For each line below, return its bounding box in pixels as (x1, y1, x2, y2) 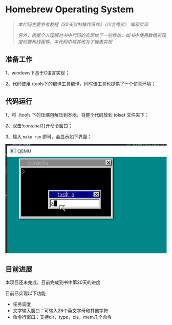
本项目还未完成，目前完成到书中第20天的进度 (5, 279, 101, 285)
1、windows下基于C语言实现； (5, 69, 70, 75)
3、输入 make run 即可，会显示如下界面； (5, 133, 92, 140)
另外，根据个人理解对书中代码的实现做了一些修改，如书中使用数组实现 (17, 32, 166, 38)
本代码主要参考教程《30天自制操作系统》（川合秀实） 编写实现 (17, 21, 148, 27)
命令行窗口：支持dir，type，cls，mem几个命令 (12, 314, 112, 320)
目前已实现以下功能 (5, 290, 46, 296)
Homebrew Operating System (5, 4, 134, 15)
